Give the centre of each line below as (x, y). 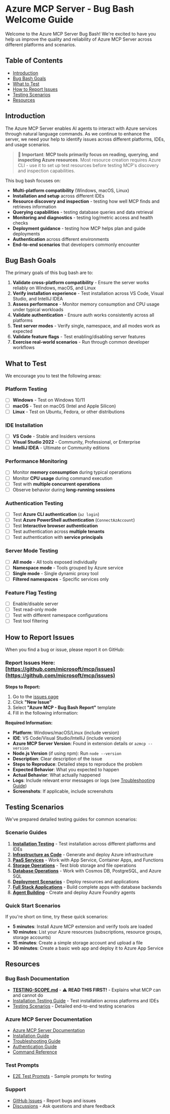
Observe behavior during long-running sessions (64, 490)
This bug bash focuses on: (33, 180)
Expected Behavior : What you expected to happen (66, 769)
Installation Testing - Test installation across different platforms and (84, 844)
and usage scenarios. (28, 144)
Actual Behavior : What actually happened (57, 775)
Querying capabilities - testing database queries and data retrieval (83, 212)
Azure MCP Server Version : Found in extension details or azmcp (79, 743)
